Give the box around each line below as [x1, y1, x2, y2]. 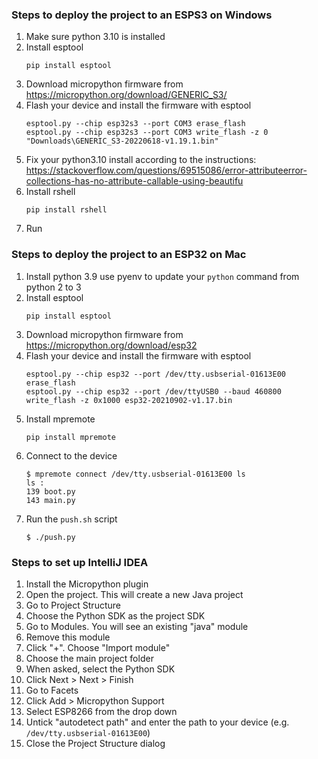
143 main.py [25, 495, 76, 505]
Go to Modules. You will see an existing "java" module [25, 620, 249, 632]
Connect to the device [25, 449, 118, 462]
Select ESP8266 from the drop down [25, 705, 178, 717]
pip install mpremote [25, 432, 116, 442]
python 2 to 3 [25, 281, 82, 293]
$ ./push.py [25, 532, 76, 542]
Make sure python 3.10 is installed [25, 31, 166, 43]
